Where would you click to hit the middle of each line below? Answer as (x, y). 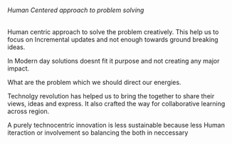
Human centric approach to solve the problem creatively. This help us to (113, 32)
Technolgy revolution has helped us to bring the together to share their (111, 96)
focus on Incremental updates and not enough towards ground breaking (113, 40)
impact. (19, 68)
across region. (28, 111)
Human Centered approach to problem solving (76, 10)
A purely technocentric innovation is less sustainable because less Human (116, 125)
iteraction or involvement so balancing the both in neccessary (98, 133)
